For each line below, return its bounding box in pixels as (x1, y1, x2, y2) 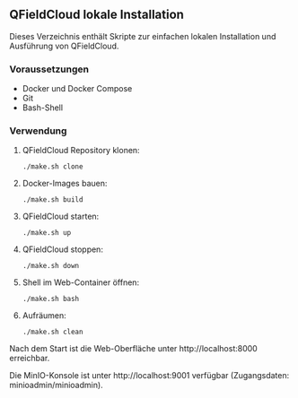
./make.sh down (22, 262, 80, 271)
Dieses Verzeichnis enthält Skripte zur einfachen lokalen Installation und (9, 30, 276, 41)
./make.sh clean (22, 327, 83, 337)
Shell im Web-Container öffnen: (22, 277, 140, 288)
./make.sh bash (22, 295, 80, 304)
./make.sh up (22, 229, 72, 238)
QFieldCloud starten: (22, 211, 100, 222)
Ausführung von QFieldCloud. (9, 40, 119, 51)
